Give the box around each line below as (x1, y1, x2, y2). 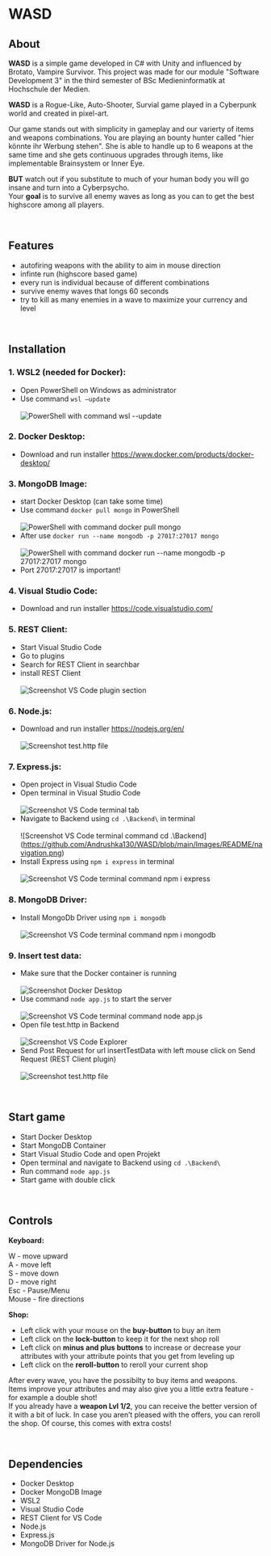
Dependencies (8, 1457, 83, 1471)
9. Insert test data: (8, 950, 82, 961)
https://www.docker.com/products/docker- (111, 449, 255, 459)
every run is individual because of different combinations (19, 277, 210, 287)
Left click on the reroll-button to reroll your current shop (19, 1360, 208, 1369)
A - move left (8, 1259, 52, 1269)
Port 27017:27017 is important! (19, 565, 121, 575)
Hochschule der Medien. (8, 84, 90, 94)
